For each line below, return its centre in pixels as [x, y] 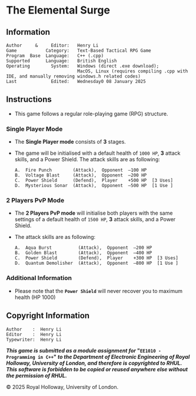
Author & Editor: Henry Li [52, 45]
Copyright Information [48, 316]
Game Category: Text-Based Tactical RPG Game [79, 51]
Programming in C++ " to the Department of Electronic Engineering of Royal [98, 357]
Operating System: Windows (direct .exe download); [83, 66]
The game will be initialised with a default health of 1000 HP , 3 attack [97, 153]
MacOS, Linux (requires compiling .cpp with [133, 71]
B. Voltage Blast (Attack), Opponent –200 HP [81, 175]
